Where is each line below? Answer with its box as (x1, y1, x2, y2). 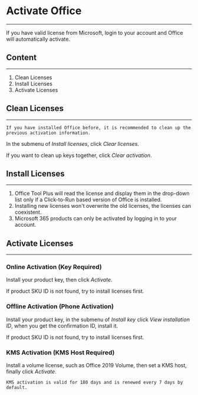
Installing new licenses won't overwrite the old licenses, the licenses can (14, 203, 192, 210)
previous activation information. (6, 130, 91, 136)
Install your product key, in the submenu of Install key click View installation (6, 316, 190, 323)
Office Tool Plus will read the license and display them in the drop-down (14, 190, 190, 197)
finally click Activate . (6, 368, 57, 376)
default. (6, 385, 28, 391)
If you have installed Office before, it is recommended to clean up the (6, 125, 192, 130)
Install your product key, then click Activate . (6, 276, 113, 283)
